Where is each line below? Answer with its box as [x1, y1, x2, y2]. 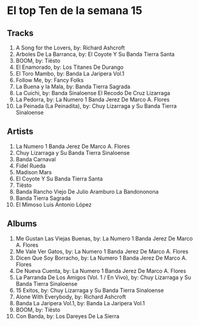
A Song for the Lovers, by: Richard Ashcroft [15, 44, 125, 51]
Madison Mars [15, 168, 52, 175]
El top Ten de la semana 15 [7, 4, 142, 18]
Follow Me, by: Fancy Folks [15, 77, 84, 83]
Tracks [7, 28, 34, 38]
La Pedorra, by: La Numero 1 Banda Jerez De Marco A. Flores [15, 96, 170, 103]
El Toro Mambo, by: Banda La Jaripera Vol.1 [15, 70, 125, 77]
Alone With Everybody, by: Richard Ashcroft [15, 293, 127, 300]
